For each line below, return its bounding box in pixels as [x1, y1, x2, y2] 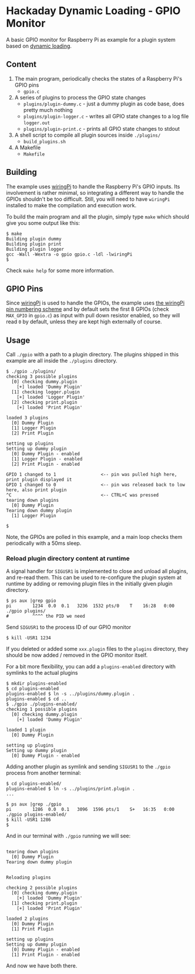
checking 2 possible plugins [6, 885, 78, 891]
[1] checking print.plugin [11, 900, 78, 906]
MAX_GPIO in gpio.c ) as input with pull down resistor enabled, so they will [6, 312, 180, 319]
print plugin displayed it [6, 477, 72, 483]
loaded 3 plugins [6, 415, 49, 421]
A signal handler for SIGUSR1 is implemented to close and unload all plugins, [6, 568, 188, 575]
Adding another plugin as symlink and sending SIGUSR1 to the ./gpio [6, 763, 171, 770]
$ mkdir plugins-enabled [6, 681, 67, 687]
